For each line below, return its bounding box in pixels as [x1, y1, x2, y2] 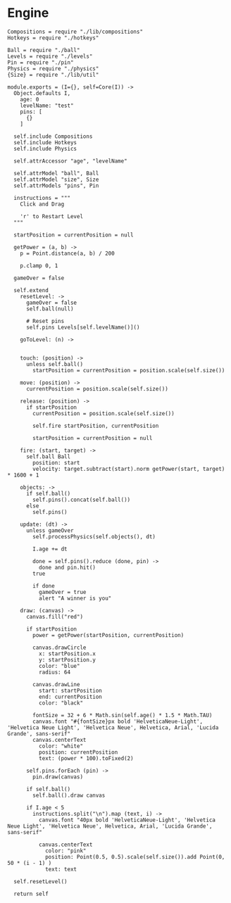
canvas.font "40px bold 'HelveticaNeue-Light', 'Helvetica [38, 816, 216, 823]
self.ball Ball [25, 453, 71, 460]
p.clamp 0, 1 [20, 262, 58, 269]
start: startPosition [38, 687, 102, 694]
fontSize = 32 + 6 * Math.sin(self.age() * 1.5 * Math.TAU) [32, 712, 213, 719]
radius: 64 [38, 669, 71, 676]
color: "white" [38, 743, 83, 750]
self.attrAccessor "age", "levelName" [13, 157, 128, 165]
